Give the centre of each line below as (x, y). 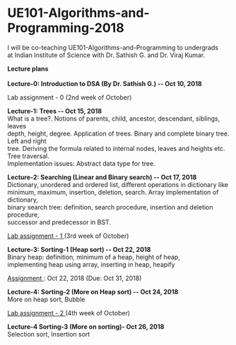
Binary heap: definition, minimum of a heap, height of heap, (94, 257)
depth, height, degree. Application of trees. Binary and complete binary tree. (118, 133)
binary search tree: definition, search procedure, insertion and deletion (110, 207)
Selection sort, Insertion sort (49, 334)
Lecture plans (28, 68)
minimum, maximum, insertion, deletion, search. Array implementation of (113, 192)
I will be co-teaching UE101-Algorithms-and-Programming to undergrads (113, 47)
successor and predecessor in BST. (59, 222)
